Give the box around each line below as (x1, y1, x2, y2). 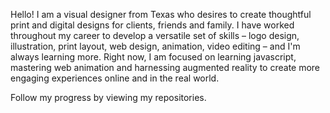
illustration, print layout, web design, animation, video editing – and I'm (10, 40, 301, 52)
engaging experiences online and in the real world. (10, 72, 220, 84)
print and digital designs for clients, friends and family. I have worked (10, 19, 295, 31)
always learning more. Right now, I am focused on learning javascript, (10, 51, 297, 63)
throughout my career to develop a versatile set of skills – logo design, (10, 30, 300, 41)
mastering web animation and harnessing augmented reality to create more (10, 62, 321, 73)
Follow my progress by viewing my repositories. (10, 92, 207, 103)
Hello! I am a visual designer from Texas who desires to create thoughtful (10, 9, 312, 20)
